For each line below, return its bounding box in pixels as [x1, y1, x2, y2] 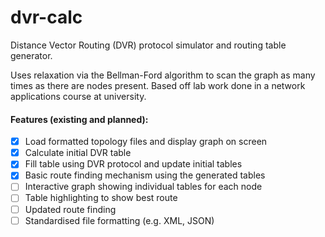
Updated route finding [24, 203, 117, 215]
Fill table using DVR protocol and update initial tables [24, 158, 243, 170]
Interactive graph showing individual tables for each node [24, 181, 263, 193]
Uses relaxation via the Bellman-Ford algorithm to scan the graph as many [10, 69, 316, 81]
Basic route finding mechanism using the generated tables [24, 169, 266, 181]
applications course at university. [10, 90, 147, 102]
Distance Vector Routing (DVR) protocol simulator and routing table [10, 39, 287, 51]
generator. [10, 49, 53, 61]
